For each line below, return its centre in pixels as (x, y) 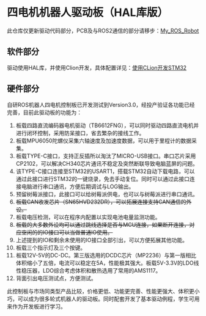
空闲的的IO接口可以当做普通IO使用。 (67, 232)
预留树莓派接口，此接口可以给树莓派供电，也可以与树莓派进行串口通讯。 (107, 194)
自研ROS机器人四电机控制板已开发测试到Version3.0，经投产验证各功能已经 (101, 105)
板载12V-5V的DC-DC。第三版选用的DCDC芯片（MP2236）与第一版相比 (106, 255)
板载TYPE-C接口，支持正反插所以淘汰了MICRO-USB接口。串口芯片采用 (106, 156)
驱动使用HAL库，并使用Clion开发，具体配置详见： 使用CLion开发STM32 (97, 67)
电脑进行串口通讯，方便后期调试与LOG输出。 (78, 186)
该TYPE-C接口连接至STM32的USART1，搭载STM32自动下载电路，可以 (105, 171)
